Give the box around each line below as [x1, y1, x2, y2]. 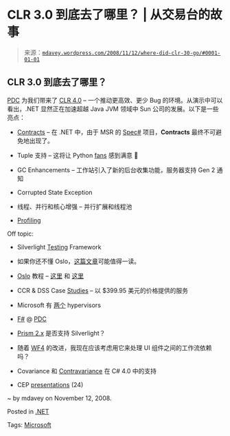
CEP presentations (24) [16, 380, 84, 388]
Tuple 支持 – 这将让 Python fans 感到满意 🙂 [16, 151, 139, 159]
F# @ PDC [16, 315, 47, 323]
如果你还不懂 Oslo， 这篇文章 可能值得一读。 [16, 257, 141, 265]
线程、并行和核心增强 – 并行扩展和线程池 [16, 202, 133, 211]
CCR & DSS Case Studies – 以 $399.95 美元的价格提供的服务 [16, 286, 189, 294]
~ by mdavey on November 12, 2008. [7, 394, 112, 402]
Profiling [16, 216, 41, 225]
